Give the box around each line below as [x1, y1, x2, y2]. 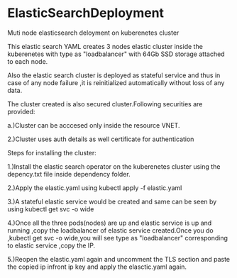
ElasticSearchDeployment [7, 5, 165, 21]
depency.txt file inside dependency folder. [7, 169, 131, 178]
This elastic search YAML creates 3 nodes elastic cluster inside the [7, 42, 204, 50]
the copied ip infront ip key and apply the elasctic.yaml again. [7, 262, 187, 271]
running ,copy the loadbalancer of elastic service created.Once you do [7, 226, 214, 235]
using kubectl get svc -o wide [7, 204, 94, 213]
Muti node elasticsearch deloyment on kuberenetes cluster [7, 28, 180, 37]
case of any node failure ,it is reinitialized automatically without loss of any [7, 78, 225, 87]
